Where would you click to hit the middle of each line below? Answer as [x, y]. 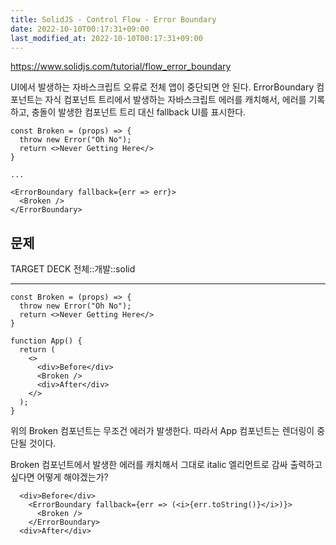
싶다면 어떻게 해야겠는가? [59, 477]
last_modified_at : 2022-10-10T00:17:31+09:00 [106, 38]
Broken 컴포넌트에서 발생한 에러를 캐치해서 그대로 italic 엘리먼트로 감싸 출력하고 [166, 465]
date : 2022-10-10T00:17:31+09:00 [80, 29]
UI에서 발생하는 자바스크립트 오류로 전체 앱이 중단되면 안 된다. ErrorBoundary [162, 87]
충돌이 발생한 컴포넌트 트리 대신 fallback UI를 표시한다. [139, 112]
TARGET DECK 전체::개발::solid [73, 269]
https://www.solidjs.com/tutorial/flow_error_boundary [121, 67]
